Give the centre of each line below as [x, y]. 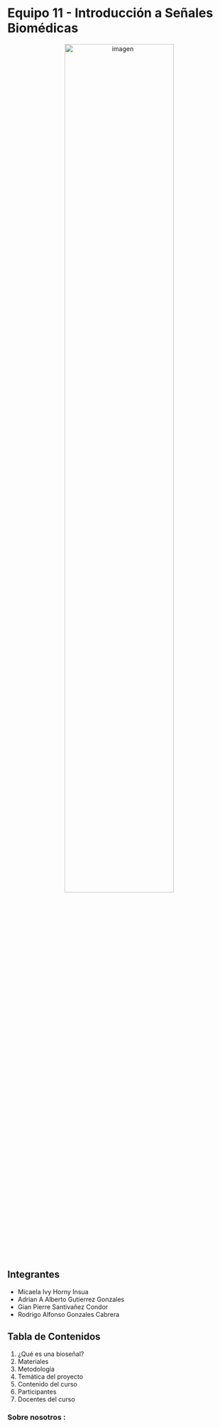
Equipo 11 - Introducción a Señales [110, 13]
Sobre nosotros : [37, 1417]
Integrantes [34, 1275]
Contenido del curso [48, 1384]
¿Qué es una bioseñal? [51, 1354]
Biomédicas [43, 28]
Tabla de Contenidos [54, 1337]
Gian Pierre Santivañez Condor [63, 1307]
